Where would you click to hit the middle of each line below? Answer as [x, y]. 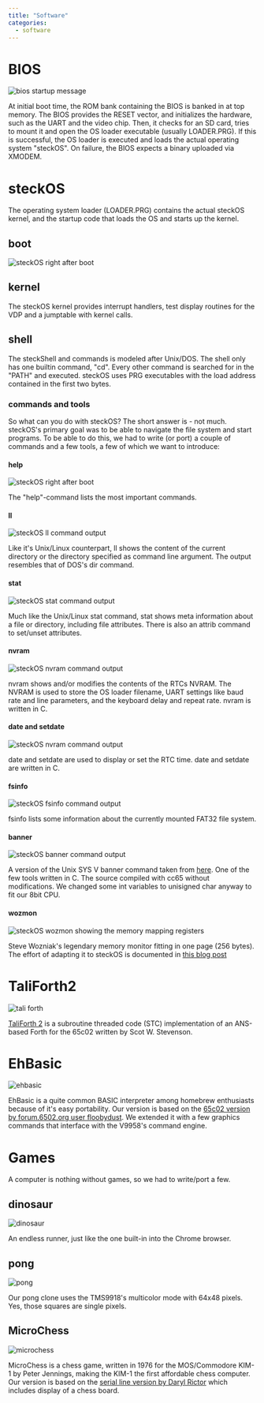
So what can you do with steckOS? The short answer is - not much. [117, 421]
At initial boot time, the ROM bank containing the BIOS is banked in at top [126, 107]
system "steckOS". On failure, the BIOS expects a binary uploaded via [121, 148]
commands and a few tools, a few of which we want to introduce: [114, 446]
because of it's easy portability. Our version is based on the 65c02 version [129, 1109]
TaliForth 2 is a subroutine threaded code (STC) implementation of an [121, 1023]
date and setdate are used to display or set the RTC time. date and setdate [129, 759]
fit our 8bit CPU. [34, 895]
